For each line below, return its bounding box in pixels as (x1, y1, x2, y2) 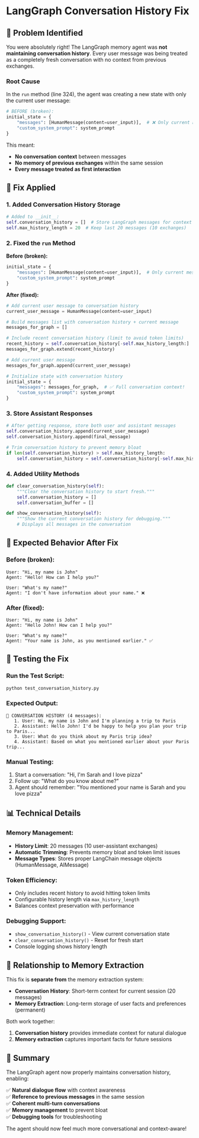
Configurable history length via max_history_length (14, 896, 140, 903)
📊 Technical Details (6, 808, 81, 818)
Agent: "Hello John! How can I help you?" (6, 622, 113, 628)
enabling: (6, 1075, 29, 1082)
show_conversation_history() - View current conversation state (14, 930, 170, 937)
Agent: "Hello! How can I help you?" (6, 574, 99, 580)
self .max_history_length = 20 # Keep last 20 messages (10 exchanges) (6, 225, 187, 231)
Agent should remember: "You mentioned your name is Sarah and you (14, 784, 186, 791)
